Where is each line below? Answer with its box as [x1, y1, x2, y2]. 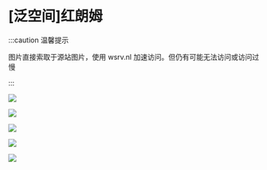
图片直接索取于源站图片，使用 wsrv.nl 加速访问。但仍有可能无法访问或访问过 [8, 52, 260, 61]
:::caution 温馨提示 [8, 35, 69, 45]
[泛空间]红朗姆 [8, 7, 104, 26]
